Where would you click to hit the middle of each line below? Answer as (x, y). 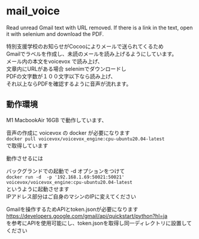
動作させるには (25, 158)
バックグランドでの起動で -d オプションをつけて (66, 171)
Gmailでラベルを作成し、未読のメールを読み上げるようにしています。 (92, 54)
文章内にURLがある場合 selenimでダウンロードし (67, 69)
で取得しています (27, 146)
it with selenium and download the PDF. (55, 34)
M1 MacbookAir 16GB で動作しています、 (57, 120)
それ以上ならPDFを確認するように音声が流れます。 (69, 84)
